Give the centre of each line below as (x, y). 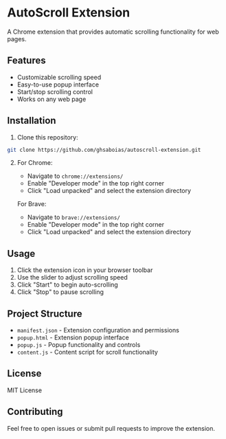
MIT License (25, 390)
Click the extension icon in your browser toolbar (85, 270)
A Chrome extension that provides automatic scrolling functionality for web (113, 32)
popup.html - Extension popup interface (73, 337)
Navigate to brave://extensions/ (74, 217)
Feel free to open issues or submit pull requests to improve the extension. (111, 428)
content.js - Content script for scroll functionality (87, 352)
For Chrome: (35, 163)
